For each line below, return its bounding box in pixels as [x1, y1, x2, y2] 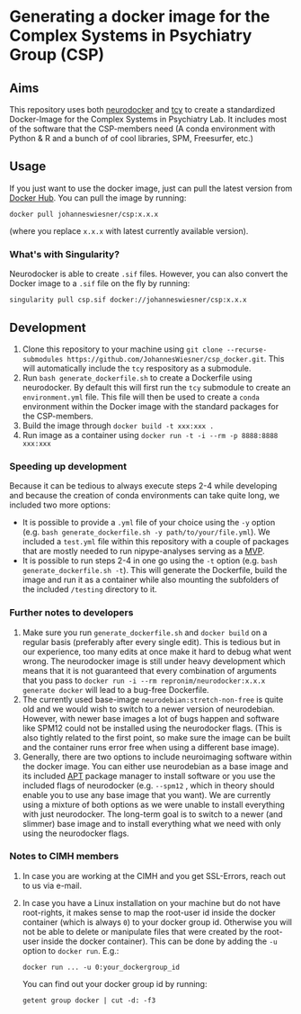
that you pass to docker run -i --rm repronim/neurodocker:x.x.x [22, 675, 266, 686]
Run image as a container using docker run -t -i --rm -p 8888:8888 [22, 429, 279, 440]
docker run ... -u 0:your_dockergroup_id [22, 963, 180, 972]
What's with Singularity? [9, 247, 120, 260]
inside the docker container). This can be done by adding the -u [40, 936, 278, 947]
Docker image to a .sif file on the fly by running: [9, 278, 190, 289]
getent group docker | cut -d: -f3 [22, 996, 156, 1005]
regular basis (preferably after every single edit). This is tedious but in [22, 636, 281, 647]
